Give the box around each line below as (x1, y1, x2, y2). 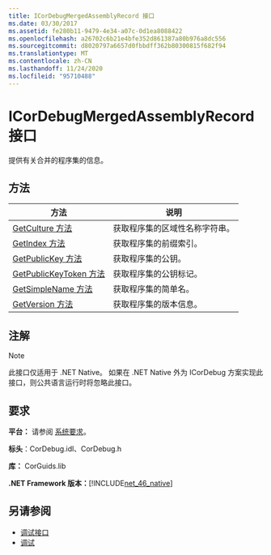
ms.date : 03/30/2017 (8, 19, 78, 28)
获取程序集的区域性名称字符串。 (112, 223, 235, 234)
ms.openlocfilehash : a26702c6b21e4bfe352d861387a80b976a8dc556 (8, 34, 227, 43)
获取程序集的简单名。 (112, 284, 194, 295)
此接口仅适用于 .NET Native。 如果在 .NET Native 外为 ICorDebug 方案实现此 (8, 368, 264, 378)
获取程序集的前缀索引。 (112, 238, 202, 250)
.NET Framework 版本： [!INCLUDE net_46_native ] (8, 479, 173, 488)
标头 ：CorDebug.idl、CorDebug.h (8, 444, 122, 454)
